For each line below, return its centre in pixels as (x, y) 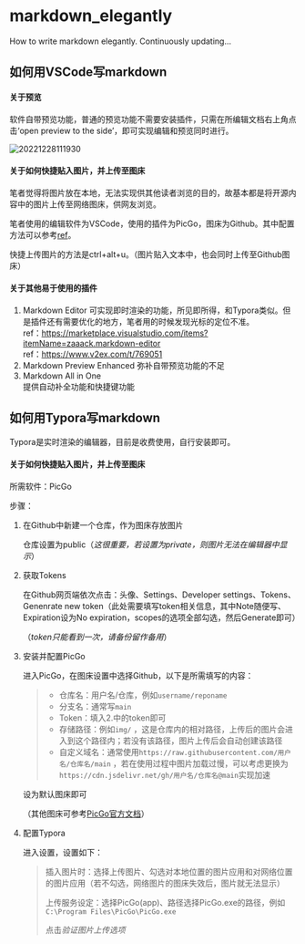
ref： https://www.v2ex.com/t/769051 (92, 354)
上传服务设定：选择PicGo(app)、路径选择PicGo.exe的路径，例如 (165, 902)
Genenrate (42, 606)
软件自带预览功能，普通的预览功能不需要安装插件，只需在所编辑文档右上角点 (153, 119)
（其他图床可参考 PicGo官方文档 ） (86, 814)
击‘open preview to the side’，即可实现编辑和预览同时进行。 (122, 130)
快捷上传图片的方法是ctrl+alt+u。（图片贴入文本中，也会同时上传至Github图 (150, 254)
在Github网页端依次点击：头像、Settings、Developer (122, 595)
